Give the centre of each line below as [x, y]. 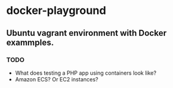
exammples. [30, 42]
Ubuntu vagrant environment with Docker [86, 33]
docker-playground [56, 11]
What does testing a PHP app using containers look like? [86, 73]
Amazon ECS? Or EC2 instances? [56, 79]
